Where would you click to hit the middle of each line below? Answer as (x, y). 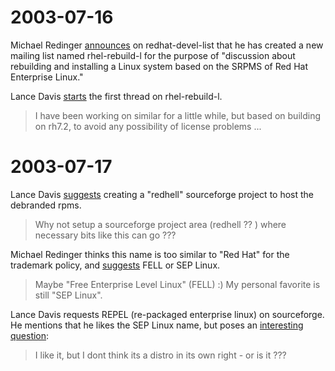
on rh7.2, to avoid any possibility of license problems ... (148, 126)
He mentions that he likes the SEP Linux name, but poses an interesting (157, 325)
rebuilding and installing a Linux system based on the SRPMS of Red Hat (159, 66)
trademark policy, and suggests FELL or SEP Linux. (115, 265)
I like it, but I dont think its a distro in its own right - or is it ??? (160, 355)
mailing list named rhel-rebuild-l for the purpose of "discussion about (153, 55)
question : (30, 335)
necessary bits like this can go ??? (105, 235)
